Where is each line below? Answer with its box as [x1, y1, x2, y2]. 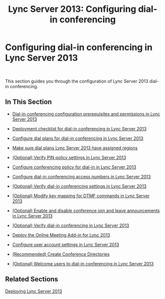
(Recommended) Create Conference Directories [12, 251, 110, 257]
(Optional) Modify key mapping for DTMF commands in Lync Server [12, 193, 150, 199]
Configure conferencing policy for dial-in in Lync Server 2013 [12, 164, 136, 170]
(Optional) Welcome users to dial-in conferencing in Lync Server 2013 [12, 260, 154, 266]
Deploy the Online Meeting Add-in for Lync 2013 [12, 232, 110, 238]
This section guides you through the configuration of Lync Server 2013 [5, 78, 149, 84]
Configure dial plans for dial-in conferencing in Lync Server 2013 [12, 135, 144, 141]
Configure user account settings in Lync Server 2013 [12, 241, 119, 248]
